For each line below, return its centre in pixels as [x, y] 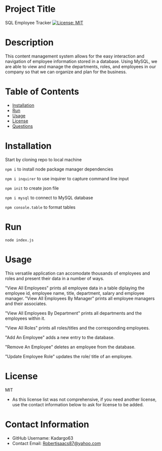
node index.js [20, 240]
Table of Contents [42, 92]
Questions [23, 126]
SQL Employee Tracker [28, 23]
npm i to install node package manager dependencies [59, 169]
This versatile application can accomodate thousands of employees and [78, 273]
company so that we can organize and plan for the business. [66, 72]
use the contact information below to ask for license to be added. [78, 404]
